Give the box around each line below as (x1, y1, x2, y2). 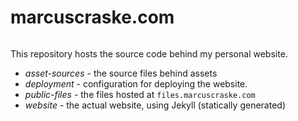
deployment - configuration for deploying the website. (24, 77, 248, 90)
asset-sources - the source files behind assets (24, 67, 218, 79)
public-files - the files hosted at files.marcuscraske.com (24, 88, 256, 100)
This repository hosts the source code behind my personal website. (10, 47, 288, 60)
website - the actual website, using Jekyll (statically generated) (24, 99, 286, 111)
